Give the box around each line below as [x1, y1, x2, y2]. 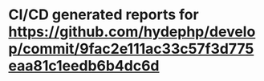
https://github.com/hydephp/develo [8, 22, 256, 41]
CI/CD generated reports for [8, 6, 199, 24]
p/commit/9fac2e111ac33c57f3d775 [8, 40, 254, 58]
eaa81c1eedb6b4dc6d [8, 57, 160, 75]
